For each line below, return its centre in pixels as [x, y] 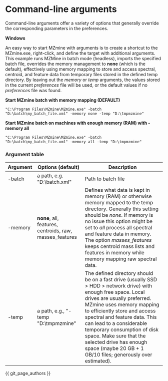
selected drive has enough [116, 342]
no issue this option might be [119, 221]
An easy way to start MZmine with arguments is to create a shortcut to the [81, 48]
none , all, [48, 218]
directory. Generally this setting [122, 209]
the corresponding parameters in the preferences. [57, 28]
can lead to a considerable [116, 323]
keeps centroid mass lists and [120, 246]
